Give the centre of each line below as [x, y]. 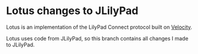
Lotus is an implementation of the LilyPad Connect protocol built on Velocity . [99, 27]
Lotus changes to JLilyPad [72, 11]
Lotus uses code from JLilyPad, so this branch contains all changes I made [97, 38]
